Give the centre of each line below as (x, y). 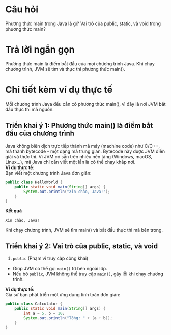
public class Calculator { (34, 304)
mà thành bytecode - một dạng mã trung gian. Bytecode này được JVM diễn (85, 151)
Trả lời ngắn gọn (40, 50)
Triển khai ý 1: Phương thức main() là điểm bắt (79, 125)
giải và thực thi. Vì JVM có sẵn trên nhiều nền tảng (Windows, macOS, (79, 156)
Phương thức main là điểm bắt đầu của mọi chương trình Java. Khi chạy (80, 64)
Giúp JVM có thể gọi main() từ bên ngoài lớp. (60, 268)
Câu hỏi (22, 9)
